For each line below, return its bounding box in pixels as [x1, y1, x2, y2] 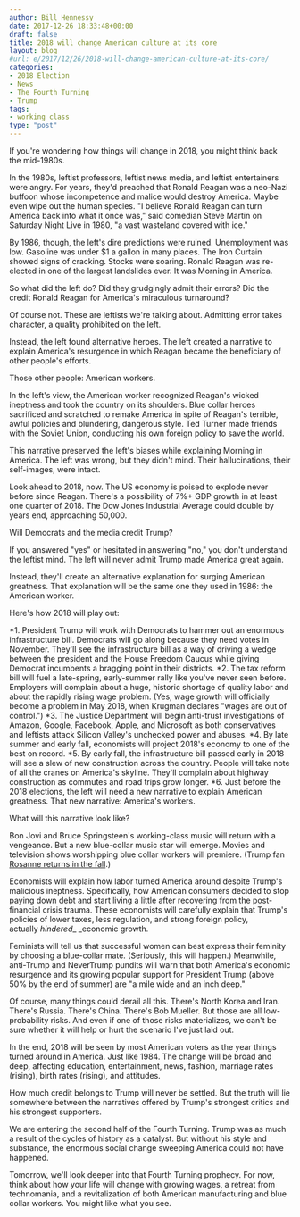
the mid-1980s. [9, 155, 65, 165]
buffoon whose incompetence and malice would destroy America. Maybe [9, 191, 279, 202]
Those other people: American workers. [9, 372, 156, 383]
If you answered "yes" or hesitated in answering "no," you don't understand [9, 545, 288, 554]
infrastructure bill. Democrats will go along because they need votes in [9, 635, 270, 645]
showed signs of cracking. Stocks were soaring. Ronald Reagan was [9, 256, 261, 266]
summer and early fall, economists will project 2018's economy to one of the [9, 738, 290, 749]
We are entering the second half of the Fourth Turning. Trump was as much [9, 1124, 287, 1134]
